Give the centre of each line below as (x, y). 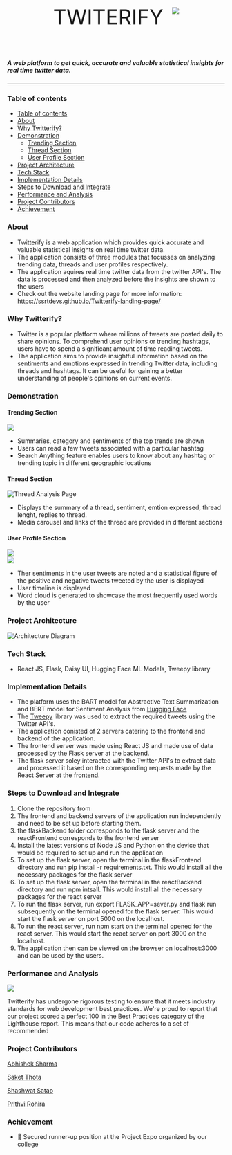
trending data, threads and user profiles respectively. (93, 264)
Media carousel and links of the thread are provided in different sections (120, 522)
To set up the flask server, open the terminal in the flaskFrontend (109, 860)
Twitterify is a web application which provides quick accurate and (110, 242)
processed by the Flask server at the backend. (83, 753)
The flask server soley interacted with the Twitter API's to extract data (116, 761)
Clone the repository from (54, 808)
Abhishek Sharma (32, 1064)
